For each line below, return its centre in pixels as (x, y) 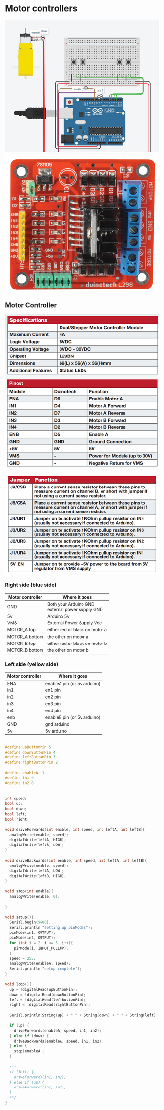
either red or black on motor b (77, 643)
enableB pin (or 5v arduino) (73, 717)
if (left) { (22, 1072)
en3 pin (53, 704)
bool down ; (16, 809)
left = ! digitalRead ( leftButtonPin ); (48, 1000)
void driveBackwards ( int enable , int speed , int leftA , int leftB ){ (76, 860)
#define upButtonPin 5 (28, 747)
